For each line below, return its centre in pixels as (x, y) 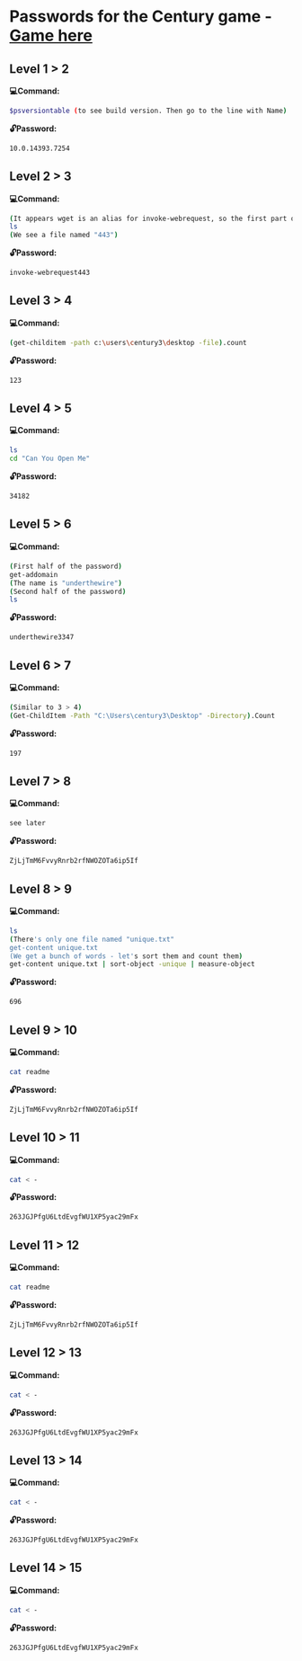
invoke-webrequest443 (50, 273)
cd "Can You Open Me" (50, 459)
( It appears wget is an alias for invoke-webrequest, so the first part (148, 218)
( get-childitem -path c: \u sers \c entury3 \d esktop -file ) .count (128, 342)
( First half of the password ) (66, 566)
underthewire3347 (42, 637)
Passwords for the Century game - (141, 17)
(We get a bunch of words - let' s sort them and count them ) (126, 956)
